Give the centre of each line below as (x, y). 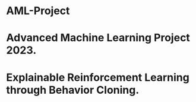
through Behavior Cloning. (73, 90)
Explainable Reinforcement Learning (98, 77)
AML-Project (38, 11)
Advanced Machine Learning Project (98, 38)
